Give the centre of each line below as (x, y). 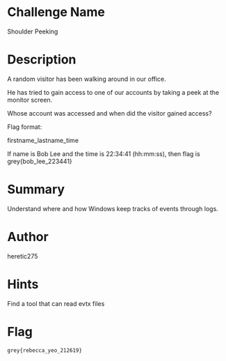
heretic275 (23, 256)
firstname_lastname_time (43, 140)
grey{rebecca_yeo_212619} (45, 350)
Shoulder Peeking (33, 31)
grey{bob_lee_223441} (40, 161)
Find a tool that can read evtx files (56, 303)
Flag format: (25, 127)
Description (42, 60)
